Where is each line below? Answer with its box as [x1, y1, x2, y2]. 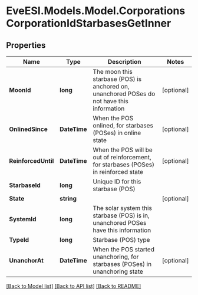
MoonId [9, 86, 31, 94]
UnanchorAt [9, 257, 44, 264]
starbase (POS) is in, [93, 211, 150, 219]
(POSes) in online [93, 129, 141, 137]
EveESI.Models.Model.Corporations [6, 4, 186, 18]
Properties [6, 40, 46, 50]
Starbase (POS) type [93, 236, 150, 244]
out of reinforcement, [93, 153, 151, 161]
